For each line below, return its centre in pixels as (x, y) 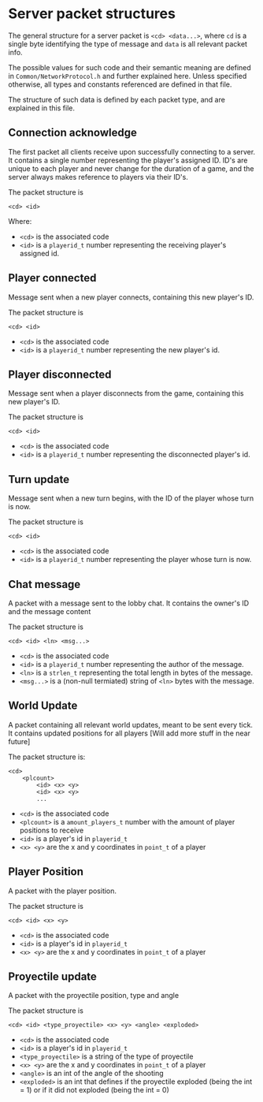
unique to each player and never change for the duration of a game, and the (131, 168)
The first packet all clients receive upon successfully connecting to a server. (132, 151)
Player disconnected (60, 374)
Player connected (52, 278)
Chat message (44, 584)
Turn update (39, 479)
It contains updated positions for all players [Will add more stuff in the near (129, 733)
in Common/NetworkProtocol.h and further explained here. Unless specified (128, 76)
